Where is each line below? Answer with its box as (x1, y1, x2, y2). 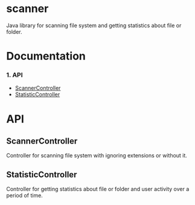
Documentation (6, 49, 86, 63)
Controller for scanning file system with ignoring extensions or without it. (6, 152, 187, 159)
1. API (6, 71, 23, 80)
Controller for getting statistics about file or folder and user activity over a (6, 186, 190, 193)
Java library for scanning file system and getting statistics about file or (6, 22, 182, 29)
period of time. (6, 192, 43, 199)
